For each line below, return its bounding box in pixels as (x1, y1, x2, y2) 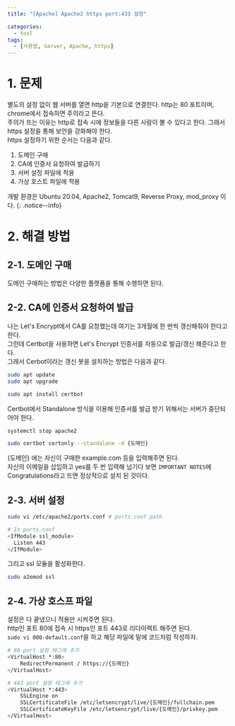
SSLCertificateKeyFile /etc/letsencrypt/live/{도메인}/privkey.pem (20, 705, 218, 713)
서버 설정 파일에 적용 (17, 168, 75, 177)
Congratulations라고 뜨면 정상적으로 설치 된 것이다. (7, 471, 150, 480)
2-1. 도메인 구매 (7, 259, 72, 271)
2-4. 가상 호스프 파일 (7, 595, 93, 607)
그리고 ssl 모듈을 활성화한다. (7, 560, 85, 568)
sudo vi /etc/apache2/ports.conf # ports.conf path (7, 514, 162, 521)
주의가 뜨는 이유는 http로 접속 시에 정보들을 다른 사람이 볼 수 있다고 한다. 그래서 (7, 118, 226, 127)
